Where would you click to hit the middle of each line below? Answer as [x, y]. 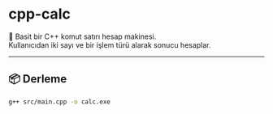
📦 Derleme [38, 79]
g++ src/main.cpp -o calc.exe [60, 102]
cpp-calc [39, 14]
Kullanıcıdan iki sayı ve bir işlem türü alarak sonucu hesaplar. [110, 44]
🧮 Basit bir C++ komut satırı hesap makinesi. [82, 36]
